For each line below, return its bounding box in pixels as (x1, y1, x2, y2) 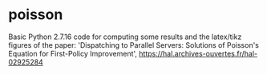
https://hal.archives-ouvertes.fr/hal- (139, 49, 258, 58)
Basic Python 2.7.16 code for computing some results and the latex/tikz (8, 32, 242, 41)
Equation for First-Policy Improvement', (8, 49, 138, 58)
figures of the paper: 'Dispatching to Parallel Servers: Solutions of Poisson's (8, 40, 259, 49)
